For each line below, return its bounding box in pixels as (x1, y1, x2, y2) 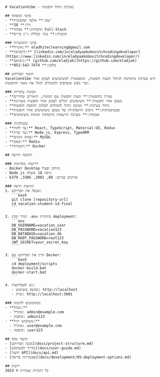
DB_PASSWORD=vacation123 (11, 227, 62, 232)
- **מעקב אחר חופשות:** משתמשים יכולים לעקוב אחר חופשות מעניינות (5, 98, 122, 103)
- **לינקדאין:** (5, 49, 32, 54)
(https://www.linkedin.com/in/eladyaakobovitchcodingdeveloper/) (5, 54, 140, 59)
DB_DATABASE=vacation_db (11, 231, 62, 236)
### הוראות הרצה (5, 184, 34, 189)
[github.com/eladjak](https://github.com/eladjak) (32, 58, 137, 63)
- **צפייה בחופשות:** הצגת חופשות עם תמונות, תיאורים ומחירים (5, 94, 112, 99)
